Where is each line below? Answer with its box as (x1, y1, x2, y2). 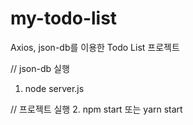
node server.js (24, 82, 85, 94)
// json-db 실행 (10, 62, 70, 74)
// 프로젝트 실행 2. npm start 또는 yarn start (10, 103, 183, 115)
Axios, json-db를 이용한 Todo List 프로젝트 (10, 41, 180, 53)
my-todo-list (10, 7, 118, 30)
